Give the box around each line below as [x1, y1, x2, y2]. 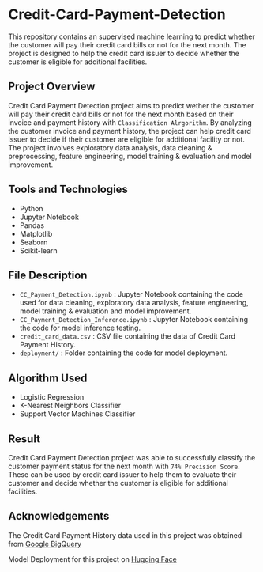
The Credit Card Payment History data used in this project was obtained [8, 530, 242, 540]
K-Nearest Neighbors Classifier [19, 401, 122, 411]
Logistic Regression [19, 392, 85, 402]
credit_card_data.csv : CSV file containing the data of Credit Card [19, 331, 235, 341]
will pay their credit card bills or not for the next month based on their [8, 109, 234, 119]
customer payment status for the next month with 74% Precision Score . [8, 461, 241, 471]
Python [19, 203, 43, 213]
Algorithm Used [8, 371, 88, 384]
